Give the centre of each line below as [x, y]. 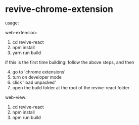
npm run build [26, 117]
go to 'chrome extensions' [39, 72]
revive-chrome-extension [59, 9]
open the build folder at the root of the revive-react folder [71, 87]
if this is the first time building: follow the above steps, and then [70, 62]
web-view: [16, 97]
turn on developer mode [37, 77]
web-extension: [21, 32]
